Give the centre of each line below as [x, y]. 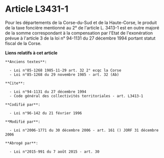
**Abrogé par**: [22, 143]
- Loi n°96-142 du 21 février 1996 [46, 113]
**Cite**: [15, 83]
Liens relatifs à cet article [31, 53]
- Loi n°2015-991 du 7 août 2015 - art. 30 [54, 152]
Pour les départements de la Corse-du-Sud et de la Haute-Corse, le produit [81, 23]
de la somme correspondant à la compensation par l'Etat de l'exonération [79, 33]
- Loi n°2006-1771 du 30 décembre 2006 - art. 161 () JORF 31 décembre [84, 130]
